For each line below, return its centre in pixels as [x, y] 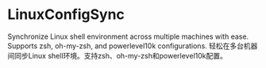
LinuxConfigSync [66, 15]
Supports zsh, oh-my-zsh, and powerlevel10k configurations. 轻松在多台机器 [133, 46]
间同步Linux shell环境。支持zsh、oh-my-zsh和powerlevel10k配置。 [117, 55]
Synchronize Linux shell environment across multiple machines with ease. [128, 36]
